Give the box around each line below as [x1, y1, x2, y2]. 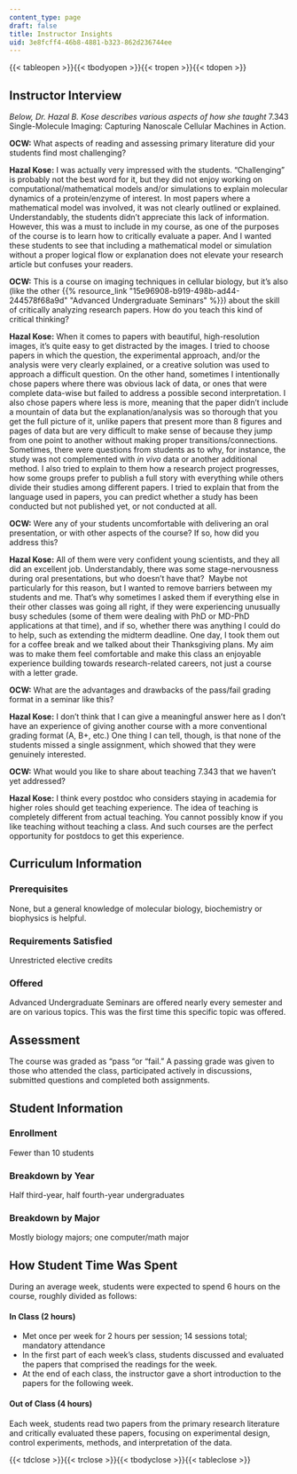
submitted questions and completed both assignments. [9, 1075, 210, 1086]
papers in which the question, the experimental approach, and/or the [9, 350, 261, 361]
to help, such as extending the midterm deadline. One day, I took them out [9, 630, 280, 640]
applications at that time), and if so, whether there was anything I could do [9, 621, 281, 631]
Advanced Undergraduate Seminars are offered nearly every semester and [9, 997, 283, 1008]
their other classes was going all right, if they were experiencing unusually [9, 601, 281, 613]
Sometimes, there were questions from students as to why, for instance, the [9, 445, 286, 456]
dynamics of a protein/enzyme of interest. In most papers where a [9, 193, 251, 204]
